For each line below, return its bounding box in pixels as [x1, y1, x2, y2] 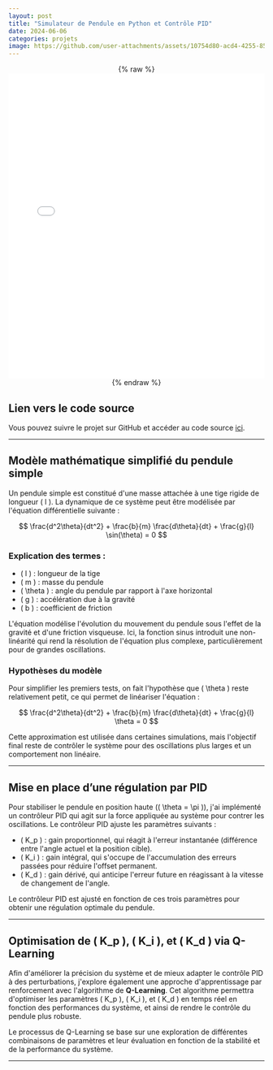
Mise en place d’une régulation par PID [8, 781, 208, 795]
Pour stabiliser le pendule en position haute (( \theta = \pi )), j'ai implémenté [8, 802, 262, 812]
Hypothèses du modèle [8, 665, 103, 676]
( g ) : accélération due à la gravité [19, 595, 136, 604]
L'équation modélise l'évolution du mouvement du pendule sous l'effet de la [8, 619, 262, 629]
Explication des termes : [8, 550, 106, 561]
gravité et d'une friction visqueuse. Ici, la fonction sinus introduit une [8, 627, 238, 638]
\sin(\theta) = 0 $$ [105, 530, 168, 539]
